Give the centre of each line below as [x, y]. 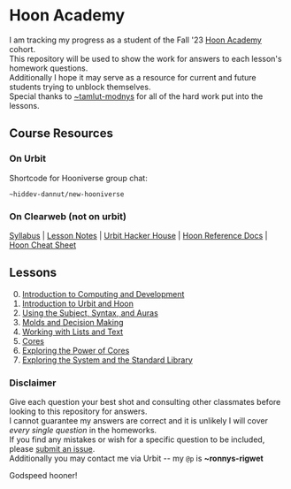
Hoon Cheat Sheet [43, 245]
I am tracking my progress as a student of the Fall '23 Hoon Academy [136, 40]
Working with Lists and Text [73, 332]
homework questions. [49, 68]
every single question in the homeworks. [83, 431]
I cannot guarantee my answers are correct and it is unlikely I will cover [138, 421]
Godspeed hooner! [43, 476]
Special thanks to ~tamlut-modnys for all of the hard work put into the [136, 96]
